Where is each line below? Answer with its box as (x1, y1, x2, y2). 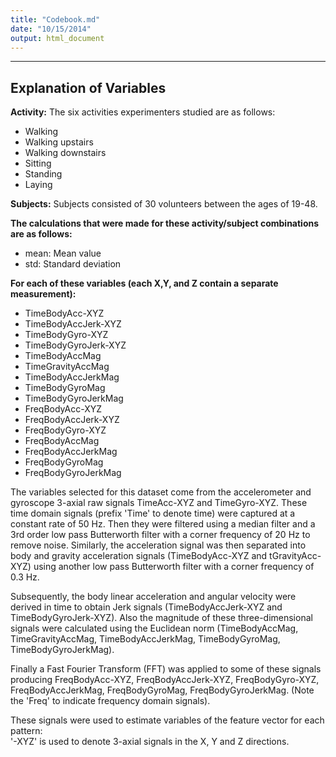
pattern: (10, 725, 43, 737)
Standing (24, 168, 63, 180)
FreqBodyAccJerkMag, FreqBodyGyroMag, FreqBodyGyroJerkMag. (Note (10, 684, 315, 696)
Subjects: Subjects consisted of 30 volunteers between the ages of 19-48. (10, 198, 318, 210)
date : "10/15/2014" (10, 24, 92, 34)
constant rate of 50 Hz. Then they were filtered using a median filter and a (10, 518, 316, 530)
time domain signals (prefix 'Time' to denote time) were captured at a (10, 507, 296, 520)
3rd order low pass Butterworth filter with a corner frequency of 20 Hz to (10, 529, 311, 541)
